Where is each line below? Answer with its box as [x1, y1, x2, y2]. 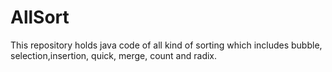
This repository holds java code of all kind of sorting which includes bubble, [10, 39, 323, 51]
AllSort [10, 6, 70, 29]
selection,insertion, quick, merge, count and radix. [10, 49, 218, 61]
